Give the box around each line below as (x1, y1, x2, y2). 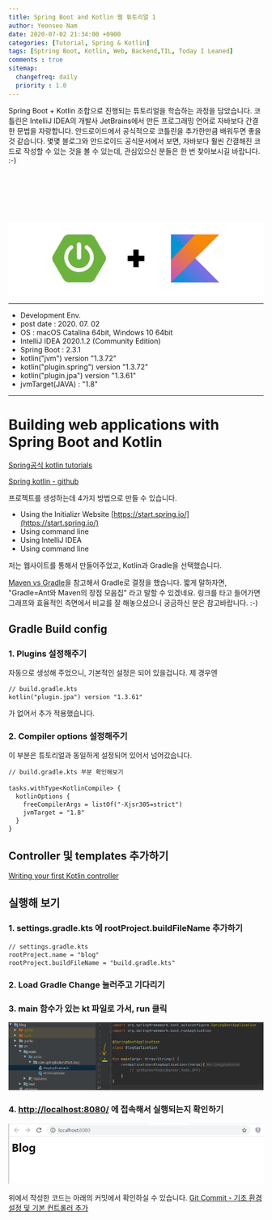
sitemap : (8, 65, 38, 73)
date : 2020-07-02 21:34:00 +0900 (8, 30, 121, 38)
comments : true (8, 56, 63, 64)
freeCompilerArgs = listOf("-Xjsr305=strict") (23, 800, 183, 809)
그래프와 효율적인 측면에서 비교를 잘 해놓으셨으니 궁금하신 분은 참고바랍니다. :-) (8, 598, 258, 608)
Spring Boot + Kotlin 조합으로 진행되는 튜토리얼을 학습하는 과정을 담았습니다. (8, 105, 253, 115)
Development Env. (19, 310, 81, 320)
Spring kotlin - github (8, 476, 79, 486)
